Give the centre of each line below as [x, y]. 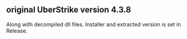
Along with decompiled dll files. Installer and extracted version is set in [94, 24]
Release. [17, 31]
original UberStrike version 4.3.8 [69, 10]
